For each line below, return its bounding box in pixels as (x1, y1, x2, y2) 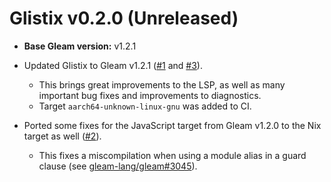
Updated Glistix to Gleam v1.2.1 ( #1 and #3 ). (23, 59, 203, 71)
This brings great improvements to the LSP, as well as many (38, 78, 286, 91)
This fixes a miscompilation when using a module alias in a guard (38, 149, 307, 161)
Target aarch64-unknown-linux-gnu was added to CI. (38, 100, 252, 112)
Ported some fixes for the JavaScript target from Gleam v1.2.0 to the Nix (23, 119, 322, 131)
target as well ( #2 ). (23, 130, 102, 142)
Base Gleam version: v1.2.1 (23, 40, 137, 52)
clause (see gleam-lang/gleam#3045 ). (38, 160, 198, 172)
